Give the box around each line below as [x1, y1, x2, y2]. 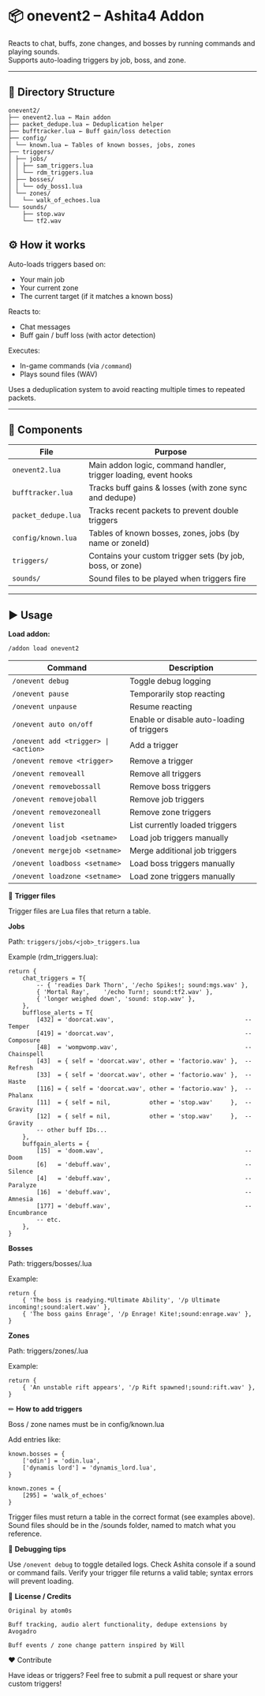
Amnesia [8, 1195, 34, 1204]
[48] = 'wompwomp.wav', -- [36, 1044, 252, 1052]
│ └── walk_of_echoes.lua [8, 196, 101, 204]
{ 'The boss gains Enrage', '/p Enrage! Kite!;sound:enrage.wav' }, [22, 1310, 252, 1318]
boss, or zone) [88, 560, 143, 571]
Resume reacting [129, 701, 192, 712]
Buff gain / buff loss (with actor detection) [19, 330, 156, 340]
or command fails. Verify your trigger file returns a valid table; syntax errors [8, 1568, 254, 1578]
